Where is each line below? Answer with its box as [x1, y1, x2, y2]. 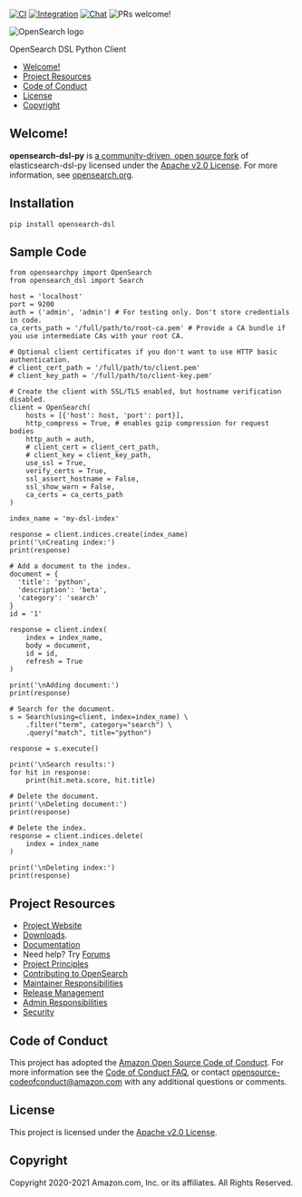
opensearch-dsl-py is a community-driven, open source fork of [9, 150, 249, 161]
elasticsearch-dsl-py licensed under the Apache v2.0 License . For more [9, 160, 278, 170]
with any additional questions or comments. [123, 1076, 287, 1087]
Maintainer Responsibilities [22, 978, 124, 988]
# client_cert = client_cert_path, [25, 443, 161, 453]
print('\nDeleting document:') [9, 800, 128, 809]
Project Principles [22, 959, 89, 969]
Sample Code [9, 245, 87, 260]
